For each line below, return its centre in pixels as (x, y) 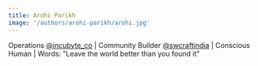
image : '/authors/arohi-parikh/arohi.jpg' (79, 23)
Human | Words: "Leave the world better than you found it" (104, 53)
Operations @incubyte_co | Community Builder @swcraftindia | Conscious (129, 45)
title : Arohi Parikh (42, 15)
